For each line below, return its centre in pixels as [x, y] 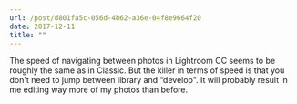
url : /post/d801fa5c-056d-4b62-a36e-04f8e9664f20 [106, 18]
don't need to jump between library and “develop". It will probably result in [149, 80]
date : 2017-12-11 [42, 26]
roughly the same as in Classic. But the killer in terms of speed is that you [147, 70]
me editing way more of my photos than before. [99, 90]
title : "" [28, 35]
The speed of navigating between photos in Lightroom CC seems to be [143, 61]
